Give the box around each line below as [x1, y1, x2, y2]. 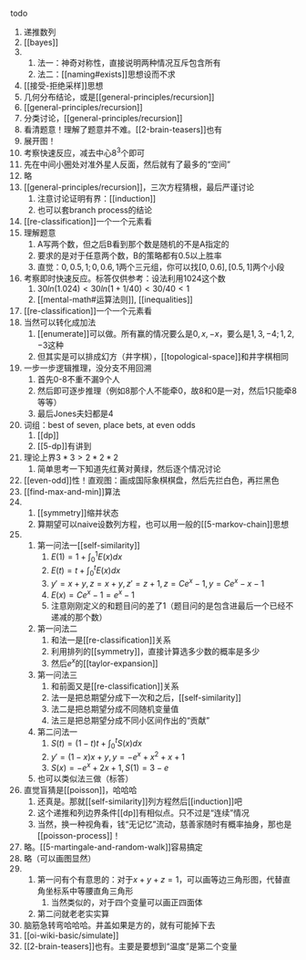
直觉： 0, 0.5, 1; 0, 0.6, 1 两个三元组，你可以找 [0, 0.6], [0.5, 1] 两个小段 [36, 261, 285, 272]
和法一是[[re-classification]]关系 [50, 634, 172, 645]
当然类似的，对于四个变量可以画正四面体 [50, 897, 203, 908]
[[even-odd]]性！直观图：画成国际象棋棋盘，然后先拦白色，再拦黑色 [23, 475, 280, 485]
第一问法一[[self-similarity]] [36, 539, 140, 550]
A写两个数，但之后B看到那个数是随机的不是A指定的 [36, 238, 230, 249]
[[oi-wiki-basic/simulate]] [23, 930, 119, 941]
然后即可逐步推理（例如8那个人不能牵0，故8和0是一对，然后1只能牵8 [36, 385, 297, 396]
